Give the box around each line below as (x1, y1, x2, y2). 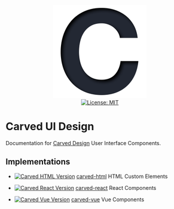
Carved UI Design (5, 120, 94, 133)
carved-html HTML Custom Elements (76, 173, 168, 180)
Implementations (5, 157, 71, 167)
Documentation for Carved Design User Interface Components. (5, 139, 161, 146)
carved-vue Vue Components (71, 196, 145, 203)
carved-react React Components (75, 184, 157, 191)
